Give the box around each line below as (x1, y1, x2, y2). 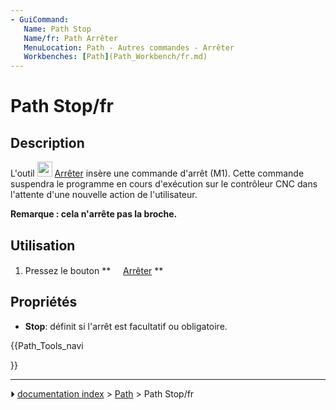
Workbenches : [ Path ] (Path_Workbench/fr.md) (23, 52, 208, 62)
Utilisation (10, 237, 76, 254)
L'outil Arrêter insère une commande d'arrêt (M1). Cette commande (10, 167, 305, 180)
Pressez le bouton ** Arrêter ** (24, 264, 164, 276)
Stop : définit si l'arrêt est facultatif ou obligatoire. (24, 320, 228, 332)
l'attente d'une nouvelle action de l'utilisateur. (10, 189, 198, 201)
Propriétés (10, 294, 78, 311)
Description (10, 134, 85, 151)
